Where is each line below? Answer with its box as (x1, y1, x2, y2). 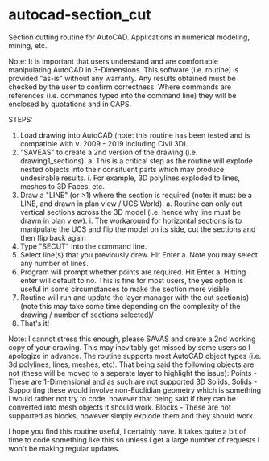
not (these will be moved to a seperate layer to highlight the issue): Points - (8, 368, 258, 377)
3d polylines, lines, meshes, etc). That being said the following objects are (8, 360, 255, 369)
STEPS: (8, 114, 34, 124)
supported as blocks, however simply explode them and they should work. (8, 410, 255, 420)
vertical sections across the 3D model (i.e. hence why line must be (19, 207, 242, 216)
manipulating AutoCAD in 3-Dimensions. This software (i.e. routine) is (8, 64, 239, 74)
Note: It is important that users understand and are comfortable (8, 56, 219, 66)
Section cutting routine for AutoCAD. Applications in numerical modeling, (8, 32, 250, 42)
